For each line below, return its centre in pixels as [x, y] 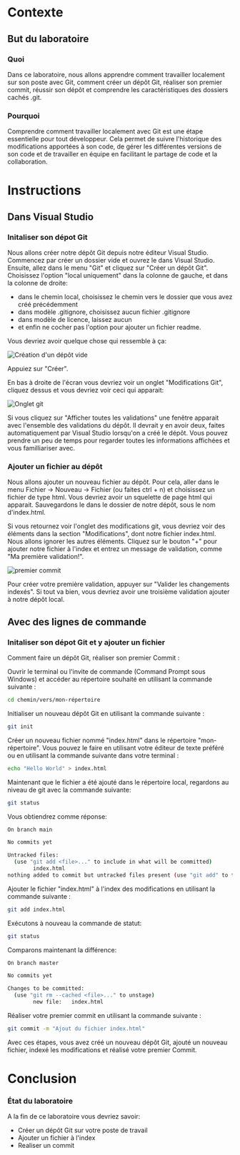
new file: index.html [68, 1002]
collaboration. [27, 162]
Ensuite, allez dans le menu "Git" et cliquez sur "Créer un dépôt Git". [108, 268]
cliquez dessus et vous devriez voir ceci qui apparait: [86, 390]
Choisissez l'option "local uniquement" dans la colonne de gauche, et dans [118, 276]
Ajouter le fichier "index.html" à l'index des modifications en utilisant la [111, 889]
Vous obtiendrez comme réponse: [57, 816]
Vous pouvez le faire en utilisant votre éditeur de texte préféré [133, 747]
